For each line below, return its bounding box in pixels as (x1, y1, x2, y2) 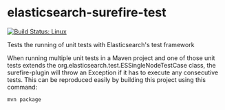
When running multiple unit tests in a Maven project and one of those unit (7, 53, 215, 62)
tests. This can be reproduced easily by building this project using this (7, 75, 206, 83)
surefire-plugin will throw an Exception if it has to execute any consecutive (7, 68, 219, 77)
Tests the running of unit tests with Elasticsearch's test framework (7, 40, 195, 49)
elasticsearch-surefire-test (7, 5, 167, 20)
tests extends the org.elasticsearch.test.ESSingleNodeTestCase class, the (7, 61, 217, 69)
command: (7, 83, 38, 91)
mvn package (7, 96, 41, 103)
